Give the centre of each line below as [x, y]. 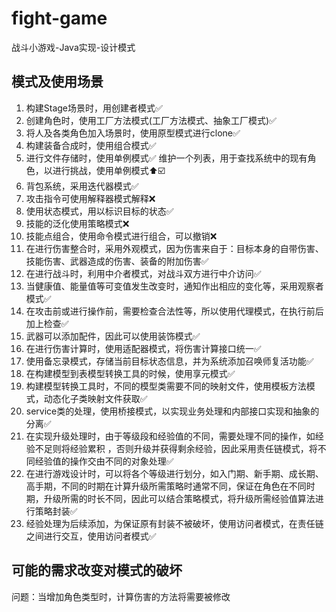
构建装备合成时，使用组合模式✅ [91, 145]
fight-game [59, 18]
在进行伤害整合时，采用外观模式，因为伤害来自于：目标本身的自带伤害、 [174, 248]
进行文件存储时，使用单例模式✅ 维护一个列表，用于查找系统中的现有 [166, 158]
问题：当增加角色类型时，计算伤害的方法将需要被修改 [121, 596]
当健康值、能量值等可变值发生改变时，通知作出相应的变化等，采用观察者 [174, 286]
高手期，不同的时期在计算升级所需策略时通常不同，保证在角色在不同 [166, 486]
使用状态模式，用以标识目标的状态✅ [99, 211]
